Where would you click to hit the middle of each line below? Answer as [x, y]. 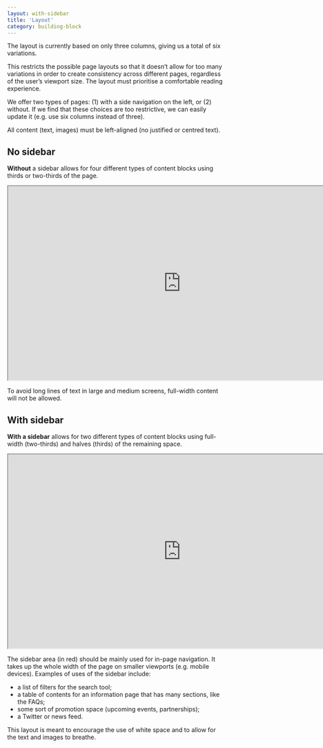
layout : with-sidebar [38, 13]
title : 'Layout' [30, 20]
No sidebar [31, 151]
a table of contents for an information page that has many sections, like [118, 695]
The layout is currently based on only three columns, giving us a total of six [114, 46]
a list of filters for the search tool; [65, 687]
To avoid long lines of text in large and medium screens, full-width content [113, 391]
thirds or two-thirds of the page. [53, 176]
